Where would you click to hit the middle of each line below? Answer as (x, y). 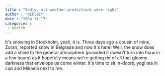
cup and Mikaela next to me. (34, 68)
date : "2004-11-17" (27, 19)
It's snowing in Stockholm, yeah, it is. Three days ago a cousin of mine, (78, 42)
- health (16, 28)
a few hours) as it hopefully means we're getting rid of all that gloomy (76, 58)
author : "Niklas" (24, 14)
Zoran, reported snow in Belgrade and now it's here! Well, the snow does (80, 47)
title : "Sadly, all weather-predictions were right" (62, 10)
